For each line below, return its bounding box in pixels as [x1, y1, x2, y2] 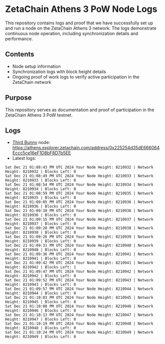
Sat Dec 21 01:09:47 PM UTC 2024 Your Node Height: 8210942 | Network [5, 269, 154, 274]
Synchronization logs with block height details [12, 69, 106, 74]
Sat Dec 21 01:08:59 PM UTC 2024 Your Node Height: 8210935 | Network [5, 191, 154, 196]
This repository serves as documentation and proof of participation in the [5, 107, 155, 113]
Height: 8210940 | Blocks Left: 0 [5, 247, 77, 253]
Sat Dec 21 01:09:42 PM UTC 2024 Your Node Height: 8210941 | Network [5, 261, 154, 266]
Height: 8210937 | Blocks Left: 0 [5, 221, 77, 226]
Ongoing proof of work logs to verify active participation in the [12, 73, 140, 80]
